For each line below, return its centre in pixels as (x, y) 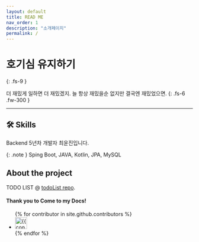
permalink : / (22, 34)
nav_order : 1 (22, 22)
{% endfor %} (32, 233)
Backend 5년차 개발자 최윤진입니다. (48, 143)
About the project (39, 173)
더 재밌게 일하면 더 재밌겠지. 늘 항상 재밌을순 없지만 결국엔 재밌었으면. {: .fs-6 (96, 94)
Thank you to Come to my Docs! (46, 201)
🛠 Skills (21, 125)
